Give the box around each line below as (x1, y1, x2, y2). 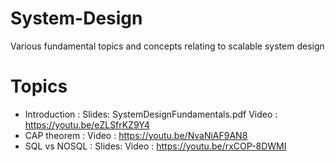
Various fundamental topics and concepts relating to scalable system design (10, 40, 325, 52)
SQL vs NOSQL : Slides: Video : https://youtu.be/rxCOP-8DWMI (24, 140, 287, 152)
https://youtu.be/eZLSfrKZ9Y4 (24, 118, 150, 131)
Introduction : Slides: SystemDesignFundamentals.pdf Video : (24, 108, 278, 120)
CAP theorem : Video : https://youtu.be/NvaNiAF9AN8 (24, 129, 248, 141)
